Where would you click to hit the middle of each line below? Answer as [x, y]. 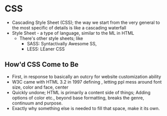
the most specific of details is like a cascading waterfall [69, 27]
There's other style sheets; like [51, 38]
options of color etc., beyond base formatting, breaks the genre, [78, 98]
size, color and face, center [40, 87]
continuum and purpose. [37, 103]
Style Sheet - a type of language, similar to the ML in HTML [73, 33]
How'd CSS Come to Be [41, 64]
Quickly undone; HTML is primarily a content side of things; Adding [81, 92]
